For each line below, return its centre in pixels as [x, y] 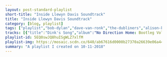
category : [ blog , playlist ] [34, 24]
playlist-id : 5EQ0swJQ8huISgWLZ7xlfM [44, 38]
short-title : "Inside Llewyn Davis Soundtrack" [55, 14]
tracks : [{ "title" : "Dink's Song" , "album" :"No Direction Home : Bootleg [80, 33]
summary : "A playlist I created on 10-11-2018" [55, 47]
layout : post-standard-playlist [39, 10]
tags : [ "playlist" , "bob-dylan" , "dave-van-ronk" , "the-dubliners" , [74, 28]
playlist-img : [20, 42]
